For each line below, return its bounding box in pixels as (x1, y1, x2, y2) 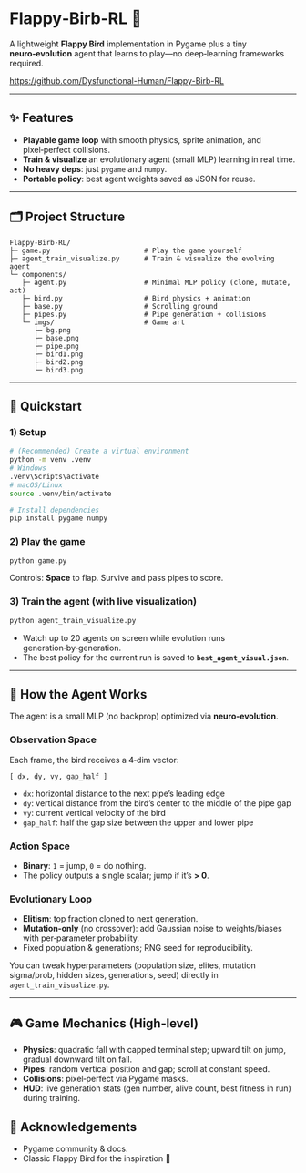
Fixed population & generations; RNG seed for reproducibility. (22, 943, 253, 954)
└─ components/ (9, 270, 67, 279)
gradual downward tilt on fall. (22, 1054, 133, 1065)
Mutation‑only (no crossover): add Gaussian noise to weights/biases (22, 923, 282, 934)
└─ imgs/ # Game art (21, 318, 185, 327)
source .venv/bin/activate (9, 489, 112, 498)
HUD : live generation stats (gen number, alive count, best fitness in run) (22, 1083, 291, 1094)
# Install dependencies (9, 505, 100, 515)
